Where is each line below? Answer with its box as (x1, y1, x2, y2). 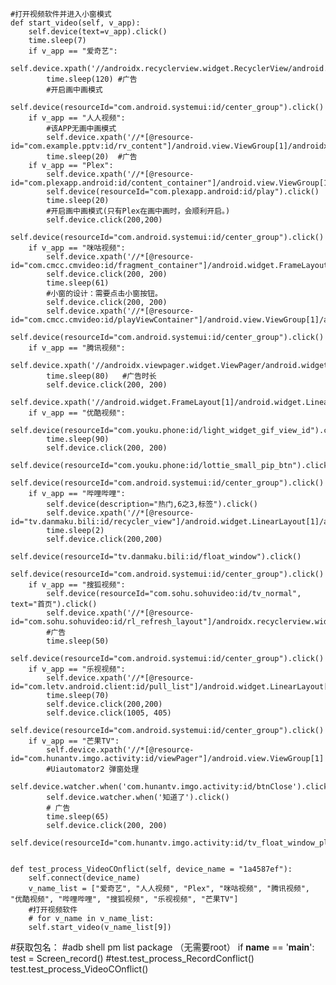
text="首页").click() (10, 599, 98, 609)
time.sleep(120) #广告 (46, 74, 138, 84)
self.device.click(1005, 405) (46, 708, 172, 718)
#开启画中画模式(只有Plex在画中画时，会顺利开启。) (46, 206, 231, 216)
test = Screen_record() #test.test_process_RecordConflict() (10, 953, 255, 964)
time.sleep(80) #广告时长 (46, 371, 157, 381)
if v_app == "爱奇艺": (28, 46, 118, 56)
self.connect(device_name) (28, 873, 141, 883)
